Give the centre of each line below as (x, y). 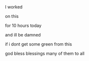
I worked (14, 7)
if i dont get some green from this (38, 44)
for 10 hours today (23, 25)
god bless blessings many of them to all (45, 53)
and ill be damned (23, 35)
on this (12, 16)
